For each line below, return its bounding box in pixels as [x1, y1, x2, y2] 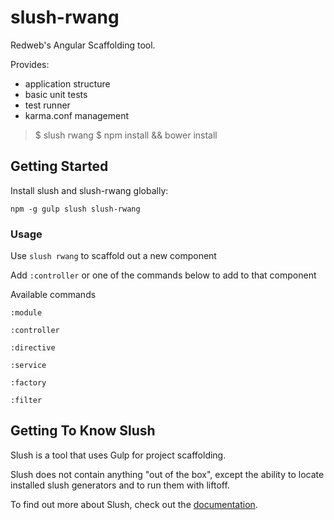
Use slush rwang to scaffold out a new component [10, 250, 217, 262]
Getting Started [10, 158, 109, 175]
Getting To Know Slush [10, 422, 156, 440]
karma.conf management [24, 109, 130, 121]
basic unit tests [24, 88, 88, 100]
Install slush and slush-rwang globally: [10, 184, 169, 196]
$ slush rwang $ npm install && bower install [34, 129, 218, 141]
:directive [10, 343, 56, 353]
